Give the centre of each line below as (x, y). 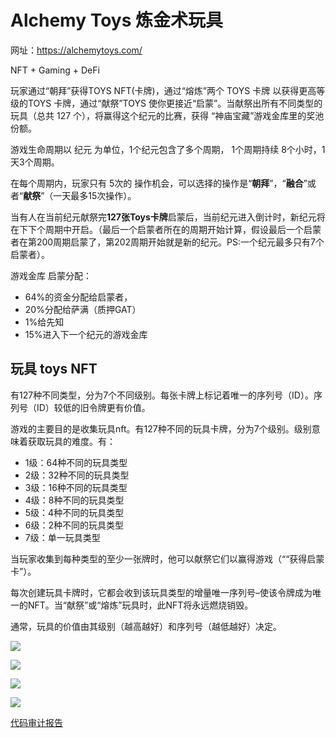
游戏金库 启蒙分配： (51, 275)
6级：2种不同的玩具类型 (74, 525)
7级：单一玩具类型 (62, 537)
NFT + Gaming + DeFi (55, 70)
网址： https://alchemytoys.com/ (76, 50)
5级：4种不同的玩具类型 (74, 512)
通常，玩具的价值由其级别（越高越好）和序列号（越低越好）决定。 (146, 626)
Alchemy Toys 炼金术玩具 (116, 20)
